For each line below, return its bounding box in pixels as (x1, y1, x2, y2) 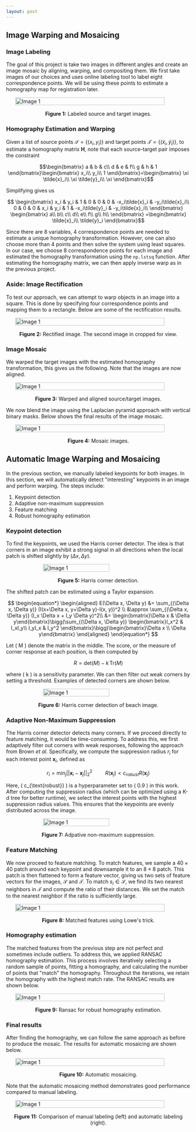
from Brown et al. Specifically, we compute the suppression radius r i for (6, 748, 179, 757)
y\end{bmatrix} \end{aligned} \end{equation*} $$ (39, 631, 158, 638)
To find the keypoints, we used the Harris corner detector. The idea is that (6, 540, 184, 547)
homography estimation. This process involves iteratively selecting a (6, 957, 171, 964)
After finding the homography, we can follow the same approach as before (6, 1034, 186, 1041)
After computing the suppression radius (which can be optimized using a (6, 788, 181, 795)
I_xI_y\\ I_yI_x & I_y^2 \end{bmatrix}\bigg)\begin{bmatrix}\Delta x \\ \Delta (11, 624, 186, 631)
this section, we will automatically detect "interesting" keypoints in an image (6, 476, 190, 483)
